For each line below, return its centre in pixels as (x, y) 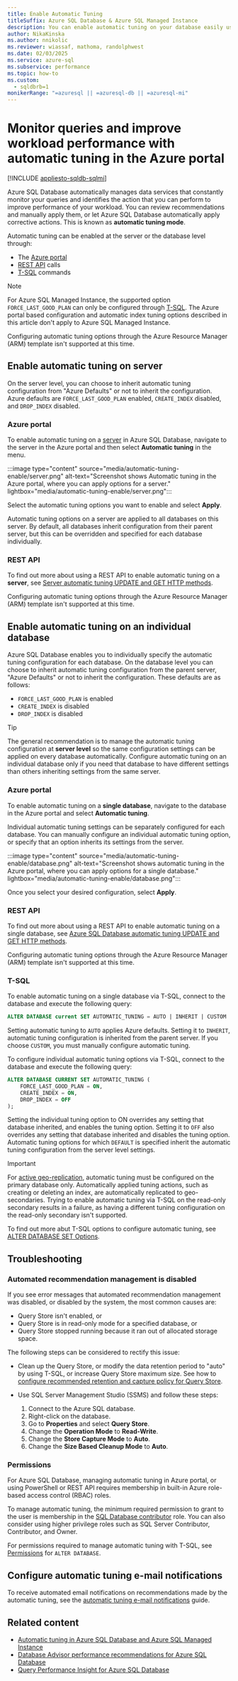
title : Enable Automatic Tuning (55, 14)
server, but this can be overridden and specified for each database (105, 534)
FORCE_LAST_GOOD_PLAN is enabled (65, 699)
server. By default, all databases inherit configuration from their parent (110, 526)
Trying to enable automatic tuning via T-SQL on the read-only (136, 1200)
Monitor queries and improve (95, 128)
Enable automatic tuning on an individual (99, 626)
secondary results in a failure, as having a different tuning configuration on (116, 1208)
